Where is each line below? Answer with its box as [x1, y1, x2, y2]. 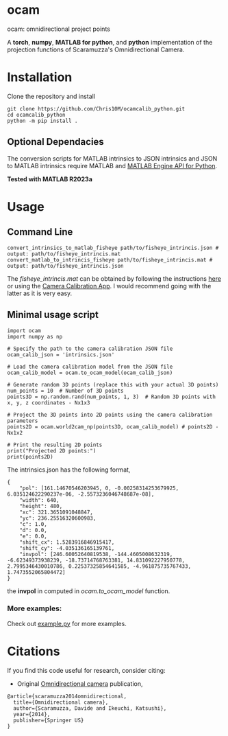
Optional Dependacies [7, 136, 104, 148]
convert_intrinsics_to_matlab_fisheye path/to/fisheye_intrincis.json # [7, 244, 219, 251]
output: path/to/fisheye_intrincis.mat [7, 250, 121, 257]
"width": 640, [19, 496, 60, 503]
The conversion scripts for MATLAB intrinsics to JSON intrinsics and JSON [7, 154, 218, 163]
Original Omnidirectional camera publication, [16, 679, 143, 688]
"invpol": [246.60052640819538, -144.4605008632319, [19, 551, 173, 557]
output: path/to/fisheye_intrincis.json [7, 262, 125, 269]
